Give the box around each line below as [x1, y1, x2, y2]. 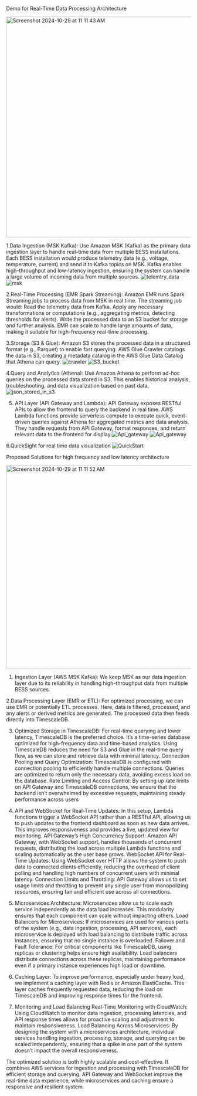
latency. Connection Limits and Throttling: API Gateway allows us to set [14, 876, 186, 883]
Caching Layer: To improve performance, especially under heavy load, [14, 973, 185, 980]
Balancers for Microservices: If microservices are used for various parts [14, 918, 189, 925]
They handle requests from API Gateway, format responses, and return [14, 425, 186, 432]
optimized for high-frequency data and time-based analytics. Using [14, 740, 178, 746]
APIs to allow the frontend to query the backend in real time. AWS [14, 406, 173, 413]
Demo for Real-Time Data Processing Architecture [6, 5, 127, 12]
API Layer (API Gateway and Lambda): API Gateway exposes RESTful [14, 400, 182, 406]
